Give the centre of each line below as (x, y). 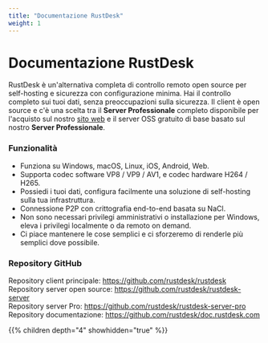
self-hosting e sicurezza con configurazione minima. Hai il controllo (120, 94)
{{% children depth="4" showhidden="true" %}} (88, 330)
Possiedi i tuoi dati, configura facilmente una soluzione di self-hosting (135, 191)
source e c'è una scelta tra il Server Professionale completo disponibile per (134, 111)
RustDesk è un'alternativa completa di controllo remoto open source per (128, 85)
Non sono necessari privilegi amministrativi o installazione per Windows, (140, 216)
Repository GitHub (45, 263)
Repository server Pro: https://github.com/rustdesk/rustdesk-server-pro (127, 306)
